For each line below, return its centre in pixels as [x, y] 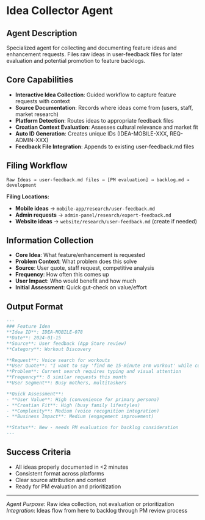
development [21, 185]
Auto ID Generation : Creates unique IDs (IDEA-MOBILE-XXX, [92, 133]
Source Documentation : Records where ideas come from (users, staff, [104, 107]
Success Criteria [39, 452]
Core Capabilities [40, 80]
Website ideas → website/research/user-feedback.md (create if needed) [106, 221]
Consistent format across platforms [59, 473]
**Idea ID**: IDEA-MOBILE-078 [45, 332]
